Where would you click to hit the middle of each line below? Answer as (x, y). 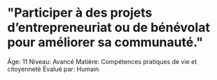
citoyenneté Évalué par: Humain (53, 69)
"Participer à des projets (80, 13)
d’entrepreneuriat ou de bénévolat (108, 27)
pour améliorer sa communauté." (105, 42)
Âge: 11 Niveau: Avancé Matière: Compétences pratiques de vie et (102, 61)
